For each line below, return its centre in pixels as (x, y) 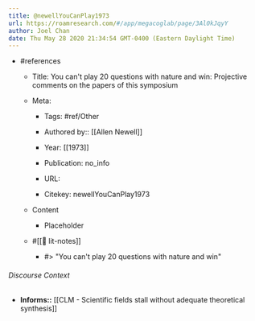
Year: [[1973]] (67, 148)
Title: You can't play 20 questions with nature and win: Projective (140, 76)
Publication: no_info (77, 163)
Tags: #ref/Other (72, 117)
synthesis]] (39, 309)
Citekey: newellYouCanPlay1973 (97, 195)
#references (40, 61)
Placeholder (64, 225)
